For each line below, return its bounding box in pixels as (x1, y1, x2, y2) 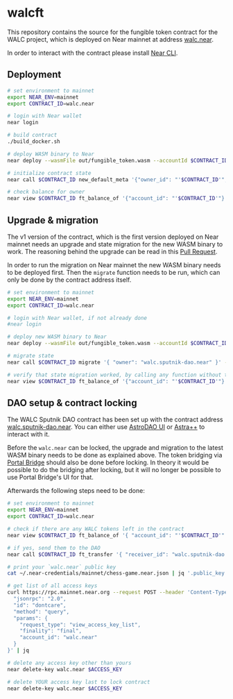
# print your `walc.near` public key (7, 564, 116, 571)
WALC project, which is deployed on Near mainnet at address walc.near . (7, 35, 214, 43)
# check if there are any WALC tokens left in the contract (7, 525, 185, 532)
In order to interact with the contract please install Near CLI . (7, 49, 178, 57)
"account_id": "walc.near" (19, 634, 98, 641)
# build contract (7, 132, 58, 139)
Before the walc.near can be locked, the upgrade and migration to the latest (7, 444, 224, 452)
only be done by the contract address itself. (7, 276, 132, 284)
